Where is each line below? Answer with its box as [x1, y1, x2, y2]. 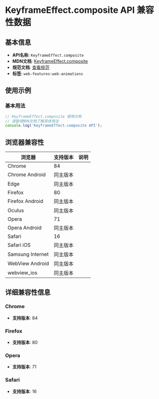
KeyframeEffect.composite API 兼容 [5, 4, 154, 16]
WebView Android [7, 260, 49, 267]
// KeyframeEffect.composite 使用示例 [5, 114, 82, 119]
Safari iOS [7, 241, 31, 248]
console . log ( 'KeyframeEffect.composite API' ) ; [5, 123, 102, 128]
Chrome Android [7, 171, 46, 178]
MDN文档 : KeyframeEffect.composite [12, 58, 88, 64]
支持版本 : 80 [12, 339, 38, 346]
